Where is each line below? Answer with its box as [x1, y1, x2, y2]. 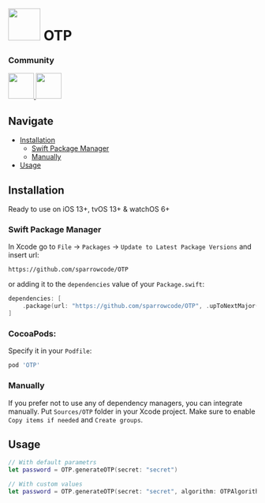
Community [8, 55, 54, 66]
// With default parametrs [8, 459, 97, 467]
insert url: [8, 250, 39, 260]
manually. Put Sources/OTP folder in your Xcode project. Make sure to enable [8, 407, 256, 416]
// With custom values [8, 480, 83, 489]
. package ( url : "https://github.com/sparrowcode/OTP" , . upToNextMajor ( [22, 302, 259, 310]
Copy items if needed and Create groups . [8, 415, 144, 424]
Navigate [8, 114, 54, 128]
